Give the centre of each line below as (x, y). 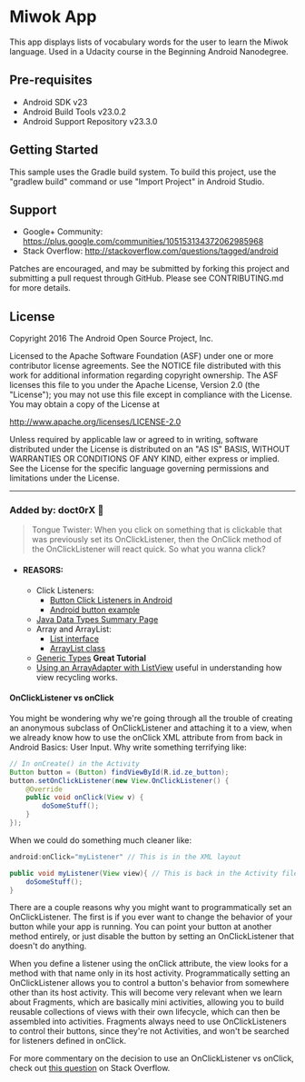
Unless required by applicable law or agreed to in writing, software (134, 440)
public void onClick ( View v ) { (85, 798)
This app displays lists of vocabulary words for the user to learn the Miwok (149, 42)
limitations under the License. (64, 478)
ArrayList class (78, 648)
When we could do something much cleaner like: (101, 840)
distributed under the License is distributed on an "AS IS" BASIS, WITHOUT (150, 449)
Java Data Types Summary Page (97, 619)
